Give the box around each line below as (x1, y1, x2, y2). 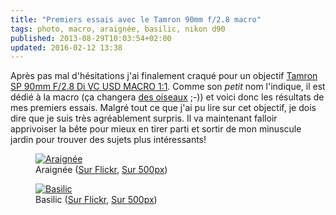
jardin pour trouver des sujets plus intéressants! (10, 134, 207, 146)
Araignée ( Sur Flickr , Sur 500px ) (35, 164, 168, 176)
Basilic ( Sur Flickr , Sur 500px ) (35, 194, 158, 206)
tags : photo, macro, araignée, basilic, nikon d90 (10, 24, 226, 34)
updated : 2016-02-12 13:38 (10, 42, 123, 53)
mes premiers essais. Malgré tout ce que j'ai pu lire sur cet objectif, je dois (10, 102, 317, 114)
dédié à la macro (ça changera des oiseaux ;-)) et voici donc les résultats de (10, 91, 325, 103)
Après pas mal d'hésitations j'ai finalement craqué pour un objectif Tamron (10, 70, 318, 82)
